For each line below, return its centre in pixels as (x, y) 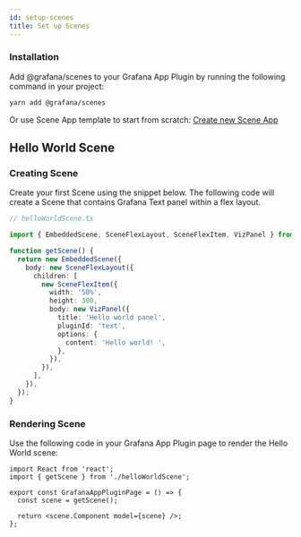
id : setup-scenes (42, 17)
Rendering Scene (48, 423)
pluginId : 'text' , (91, 326)
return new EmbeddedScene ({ (70, 259)
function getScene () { (52, 251)
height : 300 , (73, 301)
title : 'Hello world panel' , (112, 318)
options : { (77, 334)
